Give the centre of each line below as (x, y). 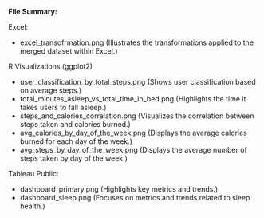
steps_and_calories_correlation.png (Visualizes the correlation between (137, 116)
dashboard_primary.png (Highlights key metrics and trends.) (119, 189)
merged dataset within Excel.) (69, 51)
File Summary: (33, 12)
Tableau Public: (33, 174)
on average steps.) (51, 90)
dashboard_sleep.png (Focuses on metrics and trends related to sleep (135, 198)
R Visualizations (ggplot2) (51, 66)
